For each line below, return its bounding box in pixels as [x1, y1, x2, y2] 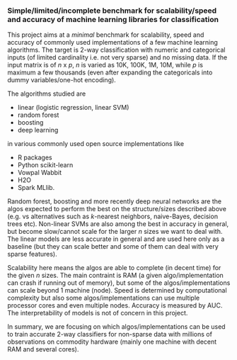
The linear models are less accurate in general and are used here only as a [7, 235, 225, 243]
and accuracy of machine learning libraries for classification [7, 14, 219, 24]
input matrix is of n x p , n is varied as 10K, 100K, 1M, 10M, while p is [7, 61, 204, 69]
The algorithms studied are [7, 89, 86, 98]
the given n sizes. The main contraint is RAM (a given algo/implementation [7, 271, 224, 280]
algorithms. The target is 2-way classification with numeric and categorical [7, 45, 226, 55]
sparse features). [7, 250, 58, 259]
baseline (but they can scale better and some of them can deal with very [7, 242, 219, 251]
